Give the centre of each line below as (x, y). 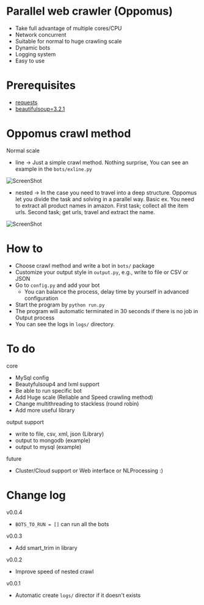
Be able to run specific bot (49, 390)
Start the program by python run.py (60, 305)
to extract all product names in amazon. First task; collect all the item (102, 206)
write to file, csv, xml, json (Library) (60, 434)
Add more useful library (45, 410)
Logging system (35, 54)
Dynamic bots (33, 48)
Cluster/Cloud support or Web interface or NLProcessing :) (89, 470)
